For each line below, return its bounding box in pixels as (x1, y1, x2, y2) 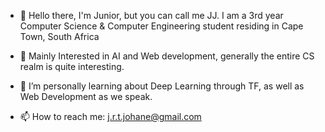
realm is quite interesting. (19, 61, 125, 72)
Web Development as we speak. (19, 91, 153, 102)
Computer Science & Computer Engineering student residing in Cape (19, 20, 304, 32)
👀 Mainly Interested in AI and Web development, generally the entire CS (19, 50, 315, 62)
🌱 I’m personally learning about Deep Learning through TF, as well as (19, 80, 305, 92)
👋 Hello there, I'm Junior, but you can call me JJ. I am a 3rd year (19, 10, 284, 21)
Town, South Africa (19, 31, 100, 42)
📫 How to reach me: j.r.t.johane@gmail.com (19, 111, 202, 122)
